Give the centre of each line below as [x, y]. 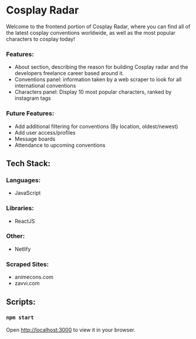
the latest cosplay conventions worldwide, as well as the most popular [91, 32]
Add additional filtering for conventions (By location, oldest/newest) [96, 126]
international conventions [45, 86]
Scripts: [21, 302]
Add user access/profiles [45, 132]
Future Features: [30, 113]
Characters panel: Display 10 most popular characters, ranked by [93, 92]
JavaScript [28, 193]
